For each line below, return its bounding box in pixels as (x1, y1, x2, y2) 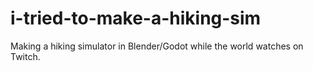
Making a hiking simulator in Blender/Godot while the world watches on (10, 40, 304, 52)
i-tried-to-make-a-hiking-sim (10, 7, 262, 30)
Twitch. (10, 50, 41, 62)
